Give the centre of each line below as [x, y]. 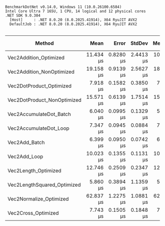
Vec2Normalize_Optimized [38, 199]
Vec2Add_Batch [26, 142]
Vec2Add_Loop [25, 156]
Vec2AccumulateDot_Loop [39, 128]
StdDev [139, 43]
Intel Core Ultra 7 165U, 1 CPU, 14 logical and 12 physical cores [76, 11]
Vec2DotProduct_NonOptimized [45, 100]
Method [44, 43]
